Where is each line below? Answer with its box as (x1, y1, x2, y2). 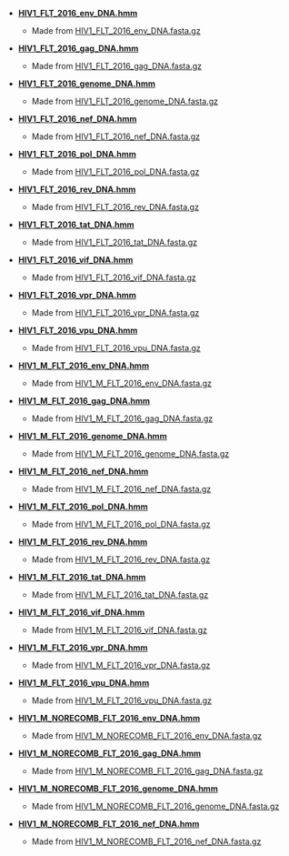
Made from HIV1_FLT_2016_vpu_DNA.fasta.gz (31, 343, 202, 353)
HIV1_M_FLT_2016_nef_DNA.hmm (17, 466, 149, 477)
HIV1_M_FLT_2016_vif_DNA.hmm (17, 607, 145, 618)
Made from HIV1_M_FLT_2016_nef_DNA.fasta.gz (31, 484, 212, 494)
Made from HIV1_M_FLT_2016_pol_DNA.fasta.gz (31, 519, 211, 529)
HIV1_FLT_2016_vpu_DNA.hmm (17, 325, 138, 336)
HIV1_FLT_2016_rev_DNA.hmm (17, 184, 136, 195)
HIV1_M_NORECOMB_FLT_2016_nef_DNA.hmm (17, 819, 200, 829)
